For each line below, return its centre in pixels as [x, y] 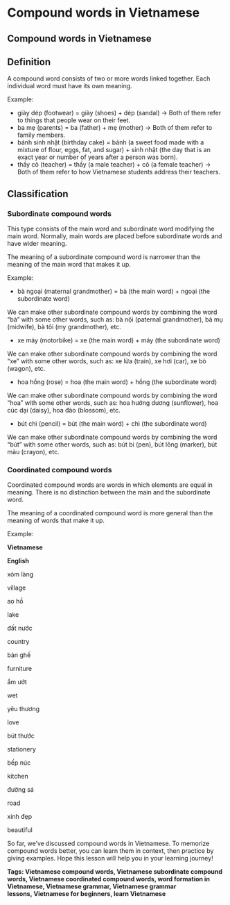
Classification [38, 193]
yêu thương [24, 709]
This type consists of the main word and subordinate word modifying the [111, 229]
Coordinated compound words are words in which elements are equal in [110, 485]
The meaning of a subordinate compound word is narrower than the [104, 257]
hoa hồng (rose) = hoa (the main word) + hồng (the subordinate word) [117, 382]
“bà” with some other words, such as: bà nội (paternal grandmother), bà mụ [115, 319]
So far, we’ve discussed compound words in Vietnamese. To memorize [108, 844]
